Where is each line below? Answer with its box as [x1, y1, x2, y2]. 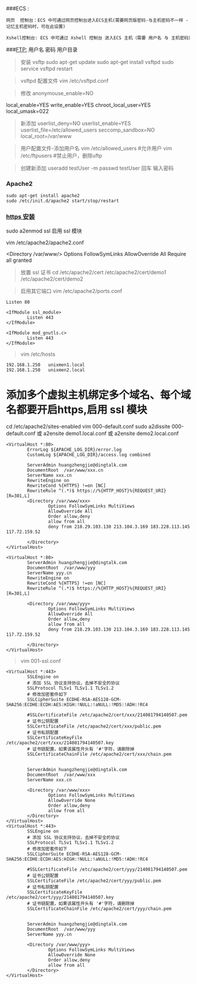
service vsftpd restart [20, 65, 73, 72]
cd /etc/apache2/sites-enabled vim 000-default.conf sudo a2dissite [6, 423, 171, 430]
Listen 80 [6, 299, 30, 305]
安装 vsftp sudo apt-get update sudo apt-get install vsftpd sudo [20, 59, 174, 65]
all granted [6, 257, 32, 264]
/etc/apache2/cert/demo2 [20, 275, 84, 282]
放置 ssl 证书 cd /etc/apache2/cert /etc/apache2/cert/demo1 [20, 268, 167, 275]
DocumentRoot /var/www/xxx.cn [27, 467, 104, 473]
